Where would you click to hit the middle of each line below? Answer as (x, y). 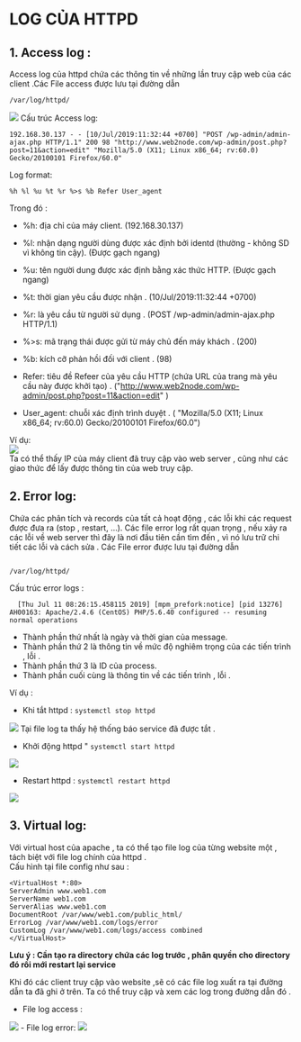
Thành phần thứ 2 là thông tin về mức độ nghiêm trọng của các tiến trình (157, 646)
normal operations (44, 620)
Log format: (31, 175)
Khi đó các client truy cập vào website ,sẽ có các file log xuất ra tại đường (146, 982)
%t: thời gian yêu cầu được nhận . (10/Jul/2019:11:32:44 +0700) (139, 297)
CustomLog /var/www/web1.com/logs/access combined (106, 930)
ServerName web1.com (48, 899)
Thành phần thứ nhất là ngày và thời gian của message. (125, 637)
